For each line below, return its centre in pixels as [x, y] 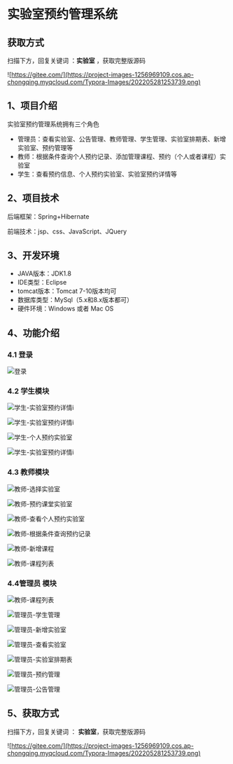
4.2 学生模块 [28, 391]
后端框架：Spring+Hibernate [48, 216]
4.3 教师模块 [28, 472]
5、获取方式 [33, 713]
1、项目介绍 [33, 106]
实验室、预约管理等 [45, 147]
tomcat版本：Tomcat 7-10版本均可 [67, 291]
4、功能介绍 [34, 333]
